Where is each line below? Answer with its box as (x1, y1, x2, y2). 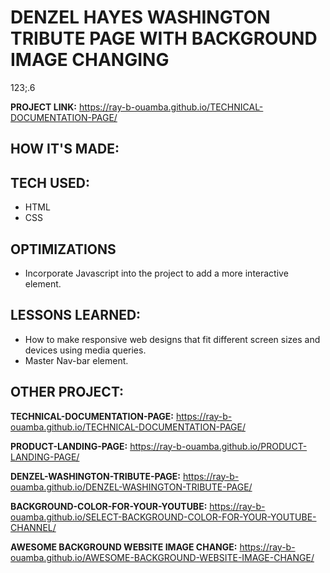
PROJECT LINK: (10, 101, 78, 113)
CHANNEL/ (10, 521, 57, 533)
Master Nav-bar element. (24, 354, 129, 366)
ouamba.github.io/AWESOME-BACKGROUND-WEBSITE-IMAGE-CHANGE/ (10, 551, 315, 563)
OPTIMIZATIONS (10, 241, 117, 258)
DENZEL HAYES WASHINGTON (10, 6, 271, 29)
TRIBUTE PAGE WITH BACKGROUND (10, 27, 318, 50)
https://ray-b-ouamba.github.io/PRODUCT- (129, 440, 308, 452)
